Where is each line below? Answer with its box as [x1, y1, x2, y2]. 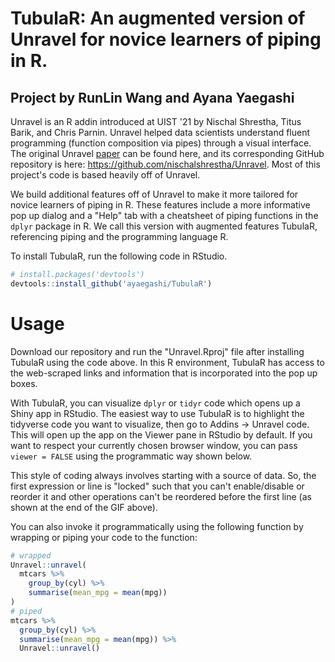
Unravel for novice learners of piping [10, 28, 322, 51]
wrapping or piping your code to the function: [10, 531, 198, 543]
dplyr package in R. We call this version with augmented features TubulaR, [10, 220, 318, 232]
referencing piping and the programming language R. [10, 231, 229, 242]
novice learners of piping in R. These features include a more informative [10, 199, 311, 211]
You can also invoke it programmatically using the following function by [10, 520, 304, 532]
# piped [10, 606, 43, 616]
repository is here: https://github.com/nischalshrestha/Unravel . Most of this [10, 158, 321, 170]
